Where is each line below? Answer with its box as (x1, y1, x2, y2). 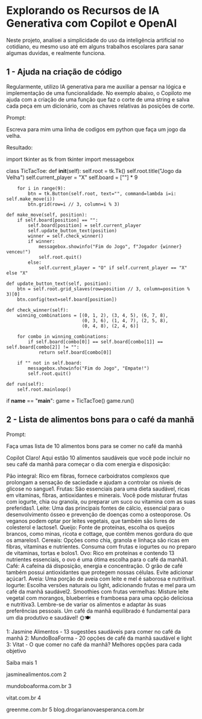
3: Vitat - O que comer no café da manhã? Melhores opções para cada (6, 640, 182, 648)
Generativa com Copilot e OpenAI (6, 16, 177, 30)
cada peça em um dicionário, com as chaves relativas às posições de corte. (6, 102, 195, 109)
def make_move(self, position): (6, 212, 87, 218)
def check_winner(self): (6, 307, 69, 313)
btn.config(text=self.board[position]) (17, 296, 118, 302)
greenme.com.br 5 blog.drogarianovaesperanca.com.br (6, 706, 145, 713)
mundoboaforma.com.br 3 (6, 682, 72, 689)
